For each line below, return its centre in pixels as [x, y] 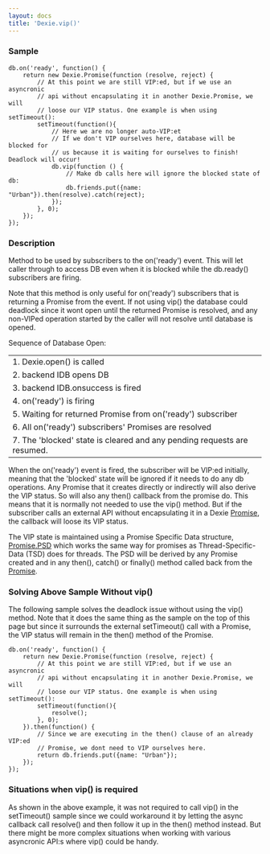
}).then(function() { [59, 727]
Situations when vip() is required [73, 790]
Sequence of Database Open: [57, 343]
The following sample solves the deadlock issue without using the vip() [126, 610]
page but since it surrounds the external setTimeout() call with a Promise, [130, 626]
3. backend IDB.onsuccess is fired [77, 388]
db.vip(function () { [88, 166]
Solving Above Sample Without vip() [81, 592]
